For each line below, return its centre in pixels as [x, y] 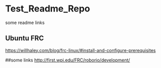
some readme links [25, 22]
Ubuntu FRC [25, 38]
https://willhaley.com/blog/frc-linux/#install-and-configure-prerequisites [80, 50]
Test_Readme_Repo [48, 9]
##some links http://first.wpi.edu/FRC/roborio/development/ [68, 60]
